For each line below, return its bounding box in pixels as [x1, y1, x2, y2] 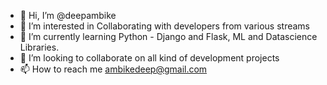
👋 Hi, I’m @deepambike [19, 10, 117, 21]
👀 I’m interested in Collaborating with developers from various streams [19, 20, 311, 32]
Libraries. [19, 41, 60, 53]
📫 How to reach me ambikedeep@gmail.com [19, 63, 208, 75]
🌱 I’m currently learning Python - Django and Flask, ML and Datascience [19, 31, 318, 42]
